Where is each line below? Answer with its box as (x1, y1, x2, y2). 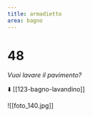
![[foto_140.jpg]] (7, 101, 54, 110)
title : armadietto (7, 10, 62, 18)
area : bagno (7, 17, 43, 24)
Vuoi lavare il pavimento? (7, 71, 82, 79)
